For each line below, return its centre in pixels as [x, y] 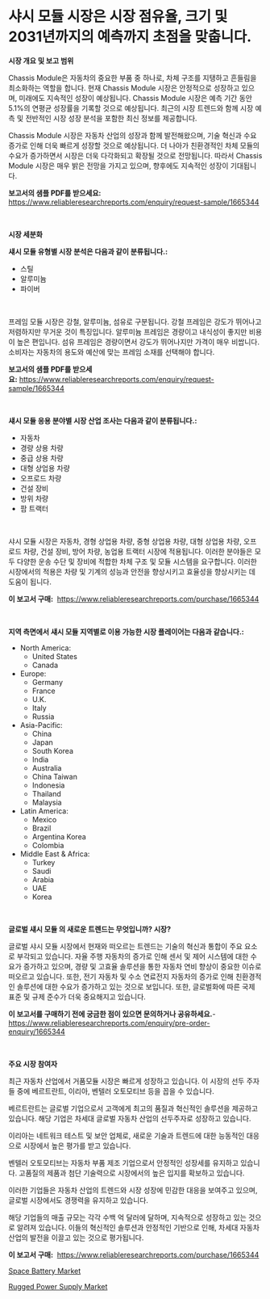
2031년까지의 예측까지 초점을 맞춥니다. [130, 37]
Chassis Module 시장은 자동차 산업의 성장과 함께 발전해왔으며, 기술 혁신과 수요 [133, 135]
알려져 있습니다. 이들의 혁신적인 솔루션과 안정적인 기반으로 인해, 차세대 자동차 [138, 1227]
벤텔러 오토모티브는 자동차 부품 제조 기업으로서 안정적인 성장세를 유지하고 [124, 1162]
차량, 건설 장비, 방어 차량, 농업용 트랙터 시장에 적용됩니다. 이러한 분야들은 [138, 551]
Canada [45, 665]
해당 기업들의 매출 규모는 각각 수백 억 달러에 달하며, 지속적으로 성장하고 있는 [128, 1217]
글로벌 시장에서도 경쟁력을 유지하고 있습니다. [79, 1200]
